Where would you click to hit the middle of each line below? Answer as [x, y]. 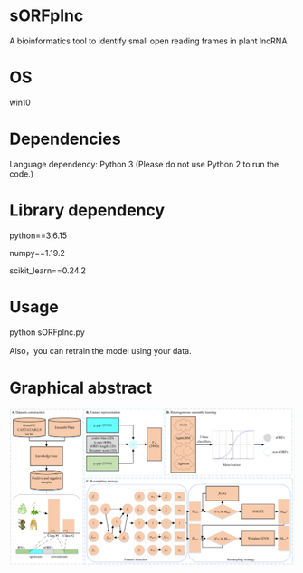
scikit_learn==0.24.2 [48, 270]
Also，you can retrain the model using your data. [100, 350]
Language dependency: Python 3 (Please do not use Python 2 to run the [144, 164]
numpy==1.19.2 [38, 253]
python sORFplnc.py [47, 332]
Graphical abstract [81, 388]
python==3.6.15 [38, 235]
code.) [22, 174]
